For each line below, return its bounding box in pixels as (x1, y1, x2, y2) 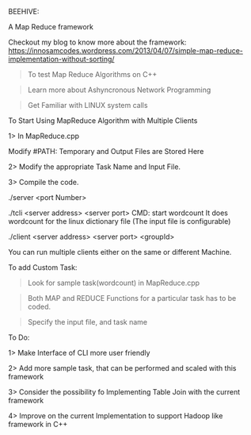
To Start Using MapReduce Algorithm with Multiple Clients (8, 116, 198, 125)
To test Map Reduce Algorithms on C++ (27, 70, 158, 79)
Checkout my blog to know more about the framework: (8, 37, 187, 47)
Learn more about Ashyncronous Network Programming (27, 85, 211, 94)
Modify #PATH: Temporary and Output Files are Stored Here (8, 147, 204, 156)
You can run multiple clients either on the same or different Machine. (8, 248, 232, 256)
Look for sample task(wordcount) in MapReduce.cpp (27, 278, 200, 287)
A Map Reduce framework (8, 22, 93, 31)
